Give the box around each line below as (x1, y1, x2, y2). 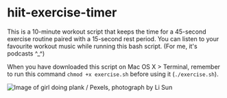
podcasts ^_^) (7, 49, 45, 58)
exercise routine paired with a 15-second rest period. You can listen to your (7, 34, 219, 42)
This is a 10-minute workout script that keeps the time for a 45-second (7, 27, 207, 36)
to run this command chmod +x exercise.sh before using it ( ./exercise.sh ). (7, 70, 219, 78)
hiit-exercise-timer (7, 5, 117, 21)
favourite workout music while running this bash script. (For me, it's (7, 42, 198, 50)
